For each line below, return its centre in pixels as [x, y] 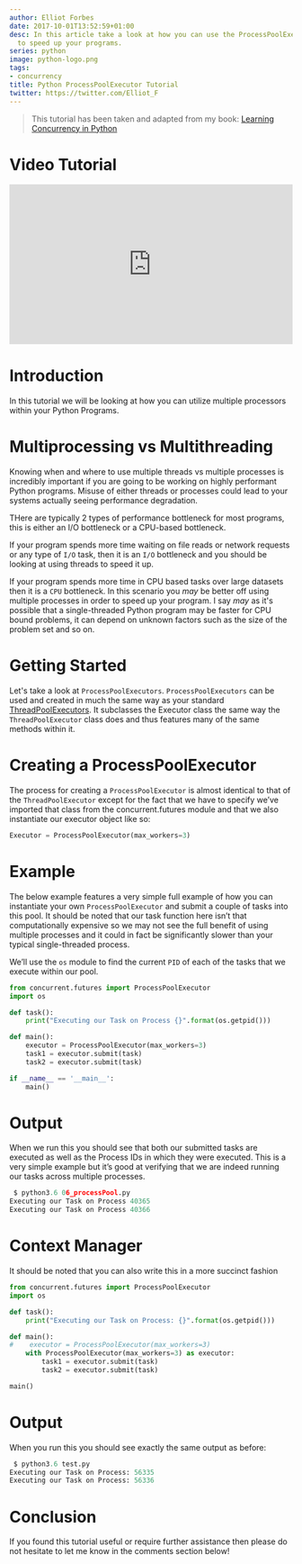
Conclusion [53, 1517]
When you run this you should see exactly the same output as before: [138, 1447]
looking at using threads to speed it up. [82, 565]
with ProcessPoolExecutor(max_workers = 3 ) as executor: [130, 1353]
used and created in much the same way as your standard [117, 700]
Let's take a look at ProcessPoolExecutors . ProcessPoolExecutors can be [142, 691]
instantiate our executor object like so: [80, 818]
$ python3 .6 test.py [52, 1464]
